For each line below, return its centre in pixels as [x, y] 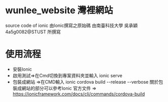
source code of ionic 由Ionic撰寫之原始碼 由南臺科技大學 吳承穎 [72, 25]
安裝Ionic [22, 69]
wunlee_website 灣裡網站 [59, 10]
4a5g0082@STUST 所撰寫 [33, 31]
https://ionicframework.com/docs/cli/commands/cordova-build [79, 94]
